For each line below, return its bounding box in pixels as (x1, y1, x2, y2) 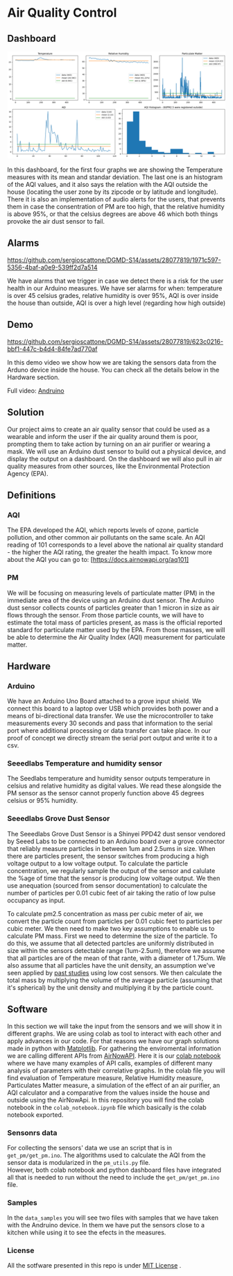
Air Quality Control (7, 5, 117, 21)
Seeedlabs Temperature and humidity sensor (7, 759, 163, 768)
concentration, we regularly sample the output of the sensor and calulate (7, 866, 216, 875)
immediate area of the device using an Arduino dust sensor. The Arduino (7, 596, 214, 604)
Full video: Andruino (7, 386, 64, 395)
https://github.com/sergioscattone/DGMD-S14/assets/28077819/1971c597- (7, 256, 221, 264)
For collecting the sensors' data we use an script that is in (7, 1143, 172, 1152)
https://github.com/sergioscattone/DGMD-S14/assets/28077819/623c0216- (7, 337, 224, 345)
